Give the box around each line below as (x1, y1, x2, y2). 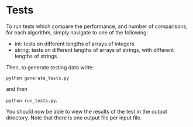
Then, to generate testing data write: (6, 63, 94, 70)
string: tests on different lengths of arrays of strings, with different (14, 46, 174, 53)
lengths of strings (14, 52, 57, 59)
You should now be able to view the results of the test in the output (6, 108, 168, 115)
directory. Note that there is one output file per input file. (6, 114, 142, 121)
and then (6, 85, 27, 92)
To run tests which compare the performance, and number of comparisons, (6, 23, 188, 30)
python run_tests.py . (6, 97, 58, 104)
